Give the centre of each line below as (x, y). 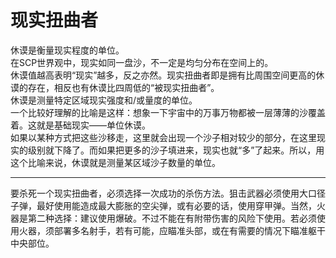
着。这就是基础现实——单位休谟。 (80, 125)
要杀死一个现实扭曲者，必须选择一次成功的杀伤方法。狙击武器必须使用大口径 (168, 193)
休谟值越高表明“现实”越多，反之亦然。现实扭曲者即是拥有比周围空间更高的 (163, 75)
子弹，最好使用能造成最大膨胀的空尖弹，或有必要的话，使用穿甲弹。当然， (163, 205)
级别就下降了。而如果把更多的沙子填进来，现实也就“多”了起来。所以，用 (176, 150)
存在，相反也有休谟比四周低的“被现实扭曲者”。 (123, 87)
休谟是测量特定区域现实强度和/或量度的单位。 (104, 100)
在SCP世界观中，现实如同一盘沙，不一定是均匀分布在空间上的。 (142, 62)
